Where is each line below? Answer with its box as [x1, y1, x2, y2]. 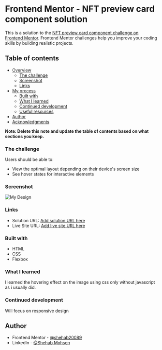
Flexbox [12, 256, 28, 262]
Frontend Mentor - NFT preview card [5, 3, 155, 15]
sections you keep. [5, 133, 44, 139]
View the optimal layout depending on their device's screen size [12, 166, 140, 172]
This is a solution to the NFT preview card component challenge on [5, 30, 139, 35]
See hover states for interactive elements [12, 171, 94, 177]
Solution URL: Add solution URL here [12, 217, 86, 223]
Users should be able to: [5, 157, 54, 162]
